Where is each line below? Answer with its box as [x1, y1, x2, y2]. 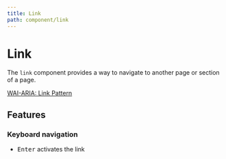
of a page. [7, 76, 36, 84]
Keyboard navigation [7, 130, 79, 139]
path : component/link [7, 16, 69, 23]
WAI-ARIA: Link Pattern [7, 89, 73, 97]
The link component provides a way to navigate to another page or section [7, 69, 221, 77]
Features [7, 109, 46, 121]
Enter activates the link [16, 145, 86, 154]
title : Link [7, 10, 41, 17]
